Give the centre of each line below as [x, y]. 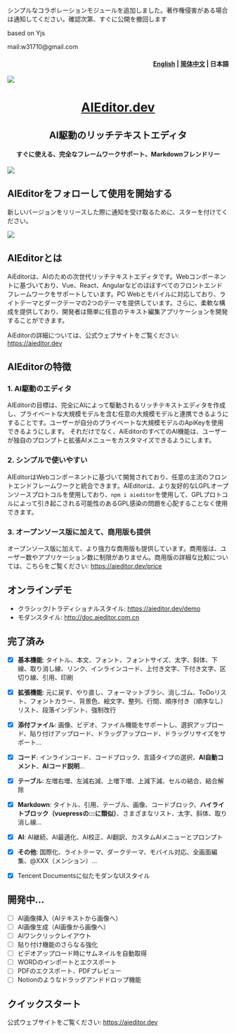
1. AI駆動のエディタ [40, 388]
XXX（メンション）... [67, 861]
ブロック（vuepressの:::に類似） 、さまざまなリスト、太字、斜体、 [119, 813]
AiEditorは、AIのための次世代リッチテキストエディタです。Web [98, 276]
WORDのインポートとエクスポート [67, 962]
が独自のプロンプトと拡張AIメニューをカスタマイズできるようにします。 [111, 440]
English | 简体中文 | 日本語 [191, 64]
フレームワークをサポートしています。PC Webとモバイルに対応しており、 [113, 294]
